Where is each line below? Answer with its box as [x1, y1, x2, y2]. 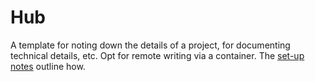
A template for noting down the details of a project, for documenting [10, 39, 291, 51]
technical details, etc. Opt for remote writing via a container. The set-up [10, 49, 305, 61]
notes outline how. [10, 60, 86, 72]
